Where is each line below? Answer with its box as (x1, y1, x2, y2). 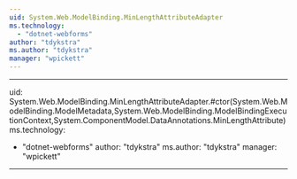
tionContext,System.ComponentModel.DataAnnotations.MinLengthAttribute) (9, 115, 286, 125)
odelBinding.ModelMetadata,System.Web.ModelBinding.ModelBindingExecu (9, 105, 287, 116)
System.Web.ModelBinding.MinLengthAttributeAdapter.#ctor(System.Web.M (9, 97, 288, 106)
